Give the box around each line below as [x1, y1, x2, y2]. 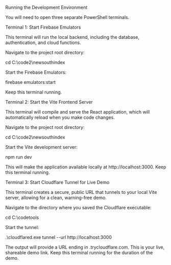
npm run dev [5, 154, 32, 160]
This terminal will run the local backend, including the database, [5, 34, 139, 40]
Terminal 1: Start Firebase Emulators [5, 24, 81, 30]
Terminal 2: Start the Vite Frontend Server [5, 99, 93, 105]
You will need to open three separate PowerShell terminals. [5, 14, 130, 20]
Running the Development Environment [5, 5, 88, 10]
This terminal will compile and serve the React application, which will [5, 109, 150, 115]
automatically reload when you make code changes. [5, 115, 115, 120]
